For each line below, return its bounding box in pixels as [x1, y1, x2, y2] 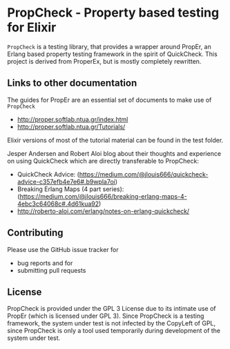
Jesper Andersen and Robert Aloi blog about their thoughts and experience [7, 149, 222, 157]
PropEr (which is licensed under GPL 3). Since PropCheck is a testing [7, 312, 204, 320]
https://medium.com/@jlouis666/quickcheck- [79, 170, 209, 178]
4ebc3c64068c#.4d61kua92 [17, 199, 99, 208]
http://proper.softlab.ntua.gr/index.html [17, 115, 128, 123]
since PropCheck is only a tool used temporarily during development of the [7, 327, 221, 335]
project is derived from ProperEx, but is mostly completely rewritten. [7, 57, 202, 65]
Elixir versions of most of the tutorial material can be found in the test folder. [7, 136, 224, 144]
